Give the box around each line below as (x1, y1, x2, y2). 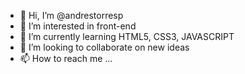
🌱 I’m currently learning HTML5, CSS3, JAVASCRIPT (19, 31, 235, 42)
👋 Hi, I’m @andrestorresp (19, 10, 124, 21)
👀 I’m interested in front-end (19, 20, 137, 32)
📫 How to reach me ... (19, 53, 113, 64)
